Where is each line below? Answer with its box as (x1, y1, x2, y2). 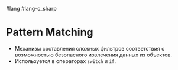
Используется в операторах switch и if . (14, 57, 116, 64)
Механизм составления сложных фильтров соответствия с (14, 45, 165, 52)
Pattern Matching (6, 26, 93, 39)
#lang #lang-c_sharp (6, 5, 57, 12)
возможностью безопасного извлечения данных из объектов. (14, 51, 173, 58)
